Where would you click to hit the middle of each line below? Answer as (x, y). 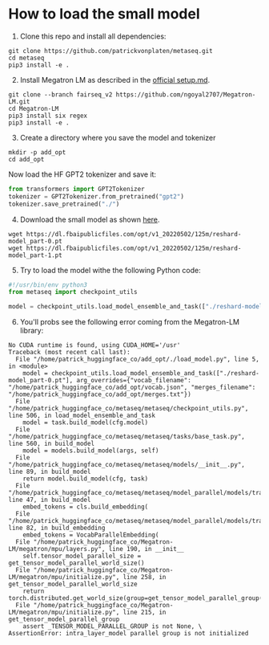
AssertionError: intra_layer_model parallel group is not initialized (128, 634)
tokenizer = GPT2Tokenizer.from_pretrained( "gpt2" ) (96, 196)
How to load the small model (104, 14)
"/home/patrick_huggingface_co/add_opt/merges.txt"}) (100, 394)
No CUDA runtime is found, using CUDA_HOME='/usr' (94, 345)
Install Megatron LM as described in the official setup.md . (115, 80)
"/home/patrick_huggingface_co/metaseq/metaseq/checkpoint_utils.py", (128, 409)
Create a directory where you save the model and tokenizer (118, 137)
